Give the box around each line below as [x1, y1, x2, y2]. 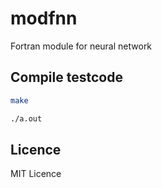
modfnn [10, 7, 78, 30]
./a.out [10, 113, 43, 124]
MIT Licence [10, 168, 62, 180]
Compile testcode [10, 69, 123, 86]
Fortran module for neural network [10, 40, 153, 52]
